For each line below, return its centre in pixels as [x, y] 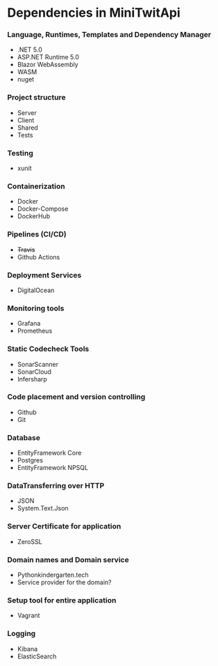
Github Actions [39, 257]
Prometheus [35, 331]
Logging [22, 634]
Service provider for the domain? [64, 582]
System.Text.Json [43, 508]
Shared [27, 128]
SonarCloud [34, 372]
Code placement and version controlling [76, 397]
